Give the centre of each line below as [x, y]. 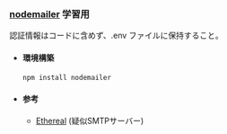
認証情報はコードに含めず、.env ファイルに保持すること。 [117, 36]
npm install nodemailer [67, 77]
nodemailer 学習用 [49, 13]
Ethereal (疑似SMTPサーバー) [90, 121]
